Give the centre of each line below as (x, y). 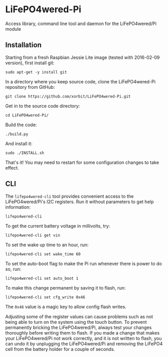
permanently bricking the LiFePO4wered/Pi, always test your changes (78, 327)
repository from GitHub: (30, 87)
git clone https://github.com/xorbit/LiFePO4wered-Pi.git (68, 96)
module (13, 29)
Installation (23, 45)
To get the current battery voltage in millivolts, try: (58, 226)
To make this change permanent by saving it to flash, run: (65, 288)
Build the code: (21, 125)
